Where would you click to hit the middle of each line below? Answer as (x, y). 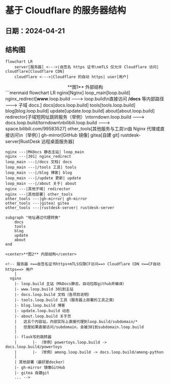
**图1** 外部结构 (85, 87)
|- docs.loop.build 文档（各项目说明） (53, 295)
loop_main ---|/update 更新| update (43, 178)
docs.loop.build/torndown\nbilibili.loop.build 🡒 (58, 123)
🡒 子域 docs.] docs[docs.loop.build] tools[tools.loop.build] (70, 105)
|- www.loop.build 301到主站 (44, 289)
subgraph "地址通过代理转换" (33, 218)
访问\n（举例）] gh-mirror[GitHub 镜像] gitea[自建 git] (64, 135)
